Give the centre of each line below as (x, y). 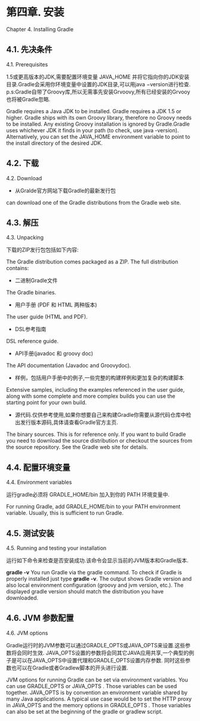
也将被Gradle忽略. (28, 99)
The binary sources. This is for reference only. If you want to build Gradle (96, 434)
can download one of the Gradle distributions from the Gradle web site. (94, 202)
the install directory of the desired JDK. (54, 143)
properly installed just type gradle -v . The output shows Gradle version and (99, 579)
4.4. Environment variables (39, 482)
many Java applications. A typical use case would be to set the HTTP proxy (99, 699)
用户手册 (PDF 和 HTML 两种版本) (56, 305)
